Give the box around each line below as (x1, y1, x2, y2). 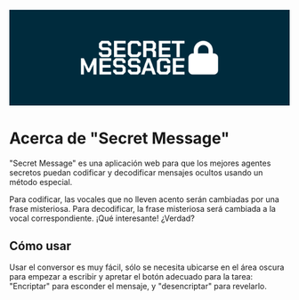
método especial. (9, 176, 73, 187)
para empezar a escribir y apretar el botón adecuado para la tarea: (9, 272, 254, 282)
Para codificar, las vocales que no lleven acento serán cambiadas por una (9, 193, 280, 205)
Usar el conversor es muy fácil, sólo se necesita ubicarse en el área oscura (9, 262, 285, 272)
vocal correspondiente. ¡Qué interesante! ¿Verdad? (9, 213, 196, 223)
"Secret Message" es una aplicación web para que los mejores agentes (9, 158, 271, 168)
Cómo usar (9, 238, 72, 254)
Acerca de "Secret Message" (9, 128, 230, 148)
